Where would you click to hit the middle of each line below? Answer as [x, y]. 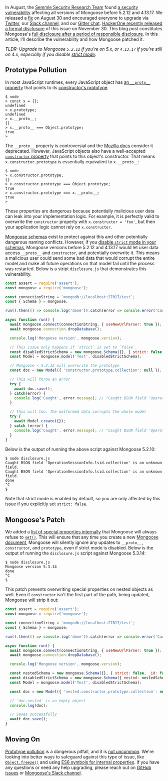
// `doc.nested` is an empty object [48, 701]
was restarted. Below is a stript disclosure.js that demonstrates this [76, 269]
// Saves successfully [33, 714]
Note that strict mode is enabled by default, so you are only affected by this [83, 499]
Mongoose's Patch [35, 520]
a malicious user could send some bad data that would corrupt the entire [80, 258]
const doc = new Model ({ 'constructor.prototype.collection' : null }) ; [86, 370]
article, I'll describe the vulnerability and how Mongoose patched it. [74, 39]
